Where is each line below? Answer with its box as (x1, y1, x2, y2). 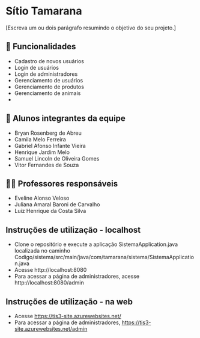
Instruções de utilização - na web (5, 297, 133, 307)
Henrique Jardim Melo (14, 149, 70, 156)
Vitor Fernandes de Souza (14, 161, 79, 168)
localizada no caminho (14, 247, 70, 254)
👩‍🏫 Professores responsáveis (5, 179, 118, 189)
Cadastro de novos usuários (14, 57, 85, 64)
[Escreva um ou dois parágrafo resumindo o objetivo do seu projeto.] (5, 24, 177, 31)
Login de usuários (14, 64, 59, 71)
